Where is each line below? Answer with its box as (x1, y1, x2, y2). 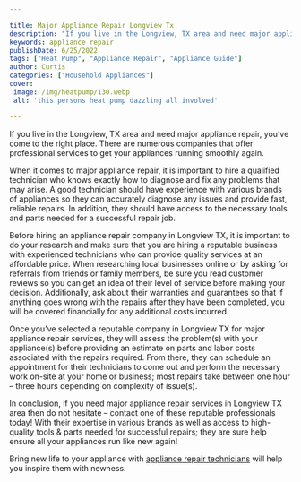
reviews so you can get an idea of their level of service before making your (9, 277, 286, 288)
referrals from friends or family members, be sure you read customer (9, 268, 264, 279)
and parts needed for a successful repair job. (9, 212, 176, 223)
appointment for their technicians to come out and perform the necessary (9, 361, 281, 372)
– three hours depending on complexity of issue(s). (9, 380, 198, 391)
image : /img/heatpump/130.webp (13, 87, 130, 97)
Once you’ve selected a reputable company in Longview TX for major (9, 323, 266, 334)
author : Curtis (9, 63, 66, 72)
